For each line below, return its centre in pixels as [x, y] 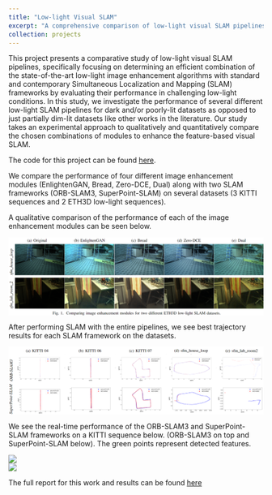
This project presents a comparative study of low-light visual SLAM [121, 58]
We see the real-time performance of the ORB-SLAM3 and [106, 426]
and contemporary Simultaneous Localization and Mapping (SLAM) [121, 84]
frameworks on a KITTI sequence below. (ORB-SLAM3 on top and [140, 435]
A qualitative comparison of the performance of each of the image [119, 217]
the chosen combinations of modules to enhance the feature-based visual [132, 136]
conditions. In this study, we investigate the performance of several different [136, 101]
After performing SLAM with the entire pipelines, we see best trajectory [127, 327]
